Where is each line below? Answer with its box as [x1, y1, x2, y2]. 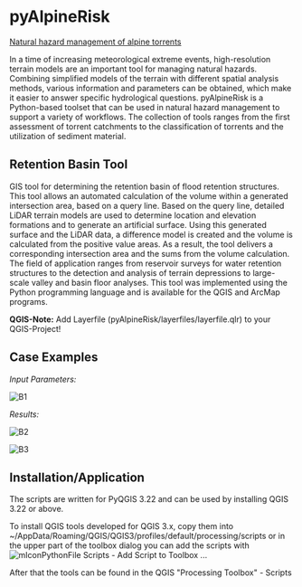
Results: [9, 409, 40, 420]
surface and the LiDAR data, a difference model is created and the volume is [9, 229, 294, 240]
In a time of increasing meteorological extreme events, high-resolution [9, 53, 271, 64]
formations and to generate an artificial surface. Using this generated [9, 219, 267, 230]
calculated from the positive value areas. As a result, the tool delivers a [9, 238, 274, 250]
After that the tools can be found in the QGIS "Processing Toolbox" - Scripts [9, 567, 292, 578]
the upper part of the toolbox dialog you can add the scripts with [9, 540, 250, 551]
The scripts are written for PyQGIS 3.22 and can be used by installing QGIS [9, 494, 289, 505]
